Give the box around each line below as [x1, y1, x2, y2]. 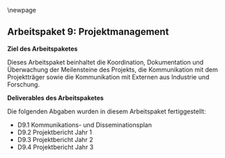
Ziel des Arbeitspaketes [7, 45, 78, 53]
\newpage [7, 6, 37, 14]
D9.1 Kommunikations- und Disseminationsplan [17, 120, 152, 129]
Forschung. [7, 80, 40, 88]
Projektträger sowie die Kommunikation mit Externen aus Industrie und [7, 72, 210, 81]
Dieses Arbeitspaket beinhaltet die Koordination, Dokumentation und [7, 58, 204, 66]
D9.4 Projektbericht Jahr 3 [17, 143, 94, 151]
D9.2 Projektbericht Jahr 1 [17, 128, 93, 136]
